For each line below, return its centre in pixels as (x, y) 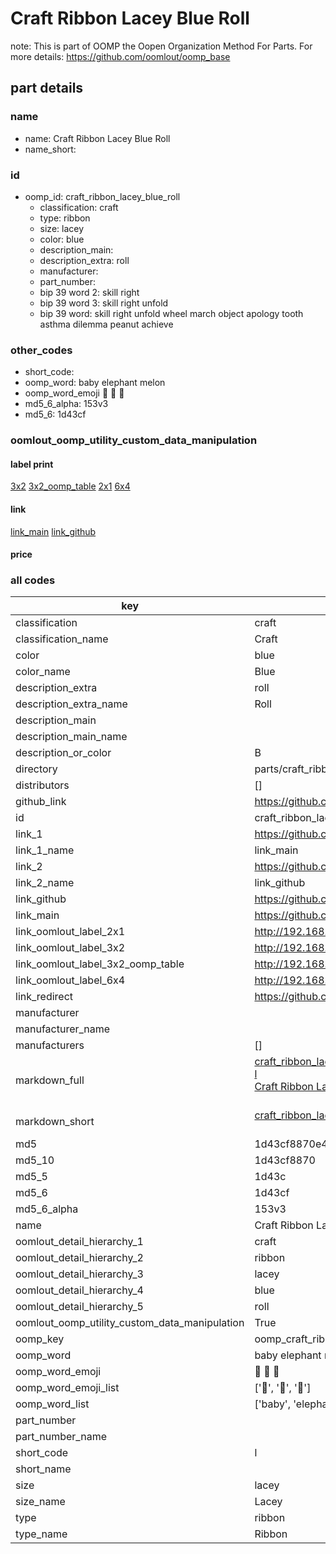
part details (47, 88)
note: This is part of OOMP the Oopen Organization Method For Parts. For (161, 46)
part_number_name (61, 1437)
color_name (43, 672)
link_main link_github (53, 531)
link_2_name (45, 883)
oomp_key (40, 1339)
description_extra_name (71, 704)
